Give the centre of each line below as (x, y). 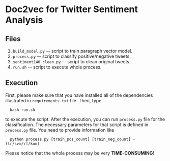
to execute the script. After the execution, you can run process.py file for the (85, 119)
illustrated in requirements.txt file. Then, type (53, 100)
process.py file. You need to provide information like (60, 130)
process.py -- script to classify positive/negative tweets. (72, 56)
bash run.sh (23, 110)
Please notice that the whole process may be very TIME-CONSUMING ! (80, 153)
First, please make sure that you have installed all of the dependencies (79, 95)
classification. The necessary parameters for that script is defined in (77, 125)
